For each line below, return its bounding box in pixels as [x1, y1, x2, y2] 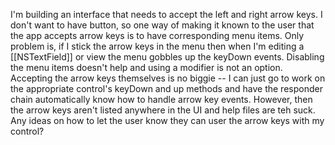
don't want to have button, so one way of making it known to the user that [10, 19, 315, 31]
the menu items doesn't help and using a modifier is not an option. [10, 62, 283, 73]
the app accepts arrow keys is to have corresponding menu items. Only [10, 30, 305, 41]
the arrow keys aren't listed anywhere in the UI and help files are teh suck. [10, 104, 316, 116]
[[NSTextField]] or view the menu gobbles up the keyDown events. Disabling [10, 51, 325, 63]
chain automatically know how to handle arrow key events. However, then [10, 94, 313, 105]
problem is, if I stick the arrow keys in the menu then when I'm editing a [10, 40, 305, 52]
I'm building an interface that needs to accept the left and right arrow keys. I [10, 9, 323, 20]
